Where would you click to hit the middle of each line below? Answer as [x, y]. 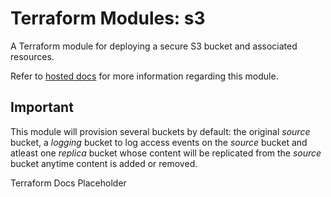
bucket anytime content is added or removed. [104, 163]
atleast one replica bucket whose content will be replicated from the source [166, 153]
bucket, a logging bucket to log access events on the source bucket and [159, 142]
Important [42, 107]
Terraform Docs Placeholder [68, 183]
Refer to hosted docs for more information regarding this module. [144, 76]
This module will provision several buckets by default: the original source [160, 131]
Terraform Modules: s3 [108, 18]
